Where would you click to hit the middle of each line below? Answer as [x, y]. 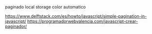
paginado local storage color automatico [45, 7]
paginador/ [16, 26]
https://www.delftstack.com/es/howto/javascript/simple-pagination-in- [76, 16]
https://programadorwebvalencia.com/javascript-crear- [83, 21]
